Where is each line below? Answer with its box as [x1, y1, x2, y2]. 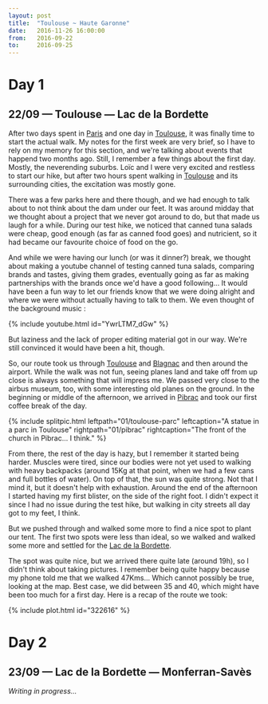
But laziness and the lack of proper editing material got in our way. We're [8, 334, 247, 344]
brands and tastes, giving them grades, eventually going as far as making [8, 270, 250, 279]
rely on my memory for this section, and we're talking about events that [8, 145, 242, 156]
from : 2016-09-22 [8, 34, 73, 42]
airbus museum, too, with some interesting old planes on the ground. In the [8, 384, 255, 394]
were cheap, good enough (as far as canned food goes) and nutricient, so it [8, 229, 258, 239]
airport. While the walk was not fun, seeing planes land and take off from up [8, 367, 258, 377]
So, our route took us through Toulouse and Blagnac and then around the [8, 358, 249, 368]
